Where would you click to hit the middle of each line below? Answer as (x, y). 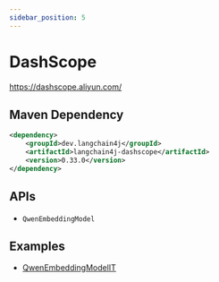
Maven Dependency (67, 114)
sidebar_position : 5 (48, 17)
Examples (37, 246)
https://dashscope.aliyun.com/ (66, 87)
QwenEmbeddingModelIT (69, 268)
